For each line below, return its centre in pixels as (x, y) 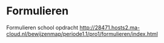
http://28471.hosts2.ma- (110, 27)
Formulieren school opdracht (42, 27)
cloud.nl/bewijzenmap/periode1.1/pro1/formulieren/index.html (82, 33)
